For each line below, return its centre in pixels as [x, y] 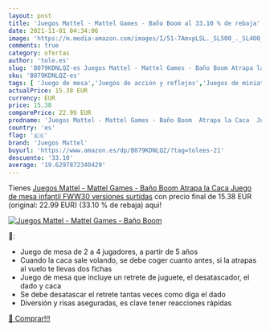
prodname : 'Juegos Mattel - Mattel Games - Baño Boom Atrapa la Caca [129, 121]
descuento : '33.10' [41, 157]
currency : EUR [32, 98]
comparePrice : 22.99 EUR [50, 113]
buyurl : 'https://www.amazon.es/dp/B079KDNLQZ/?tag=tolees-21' [117, 150]
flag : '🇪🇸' [28, 135]
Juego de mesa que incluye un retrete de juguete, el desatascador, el [135, 277]
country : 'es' [32, 128]
